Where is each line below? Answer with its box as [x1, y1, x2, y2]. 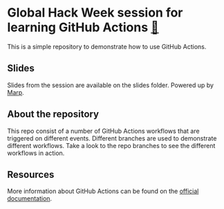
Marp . [7, 88, 24, 96]
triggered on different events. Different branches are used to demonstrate [7, 134, 217, 143]
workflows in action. [7, 149, 65, 157]
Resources [7, 168, 55, 181]
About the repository [7, 109, 99, 120]
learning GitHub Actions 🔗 [7, 19, 159, 35]
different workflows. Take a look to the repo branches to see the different [7, 141, 216, 149]
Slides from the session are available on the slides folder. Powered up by [7, 81, 214, 89]
